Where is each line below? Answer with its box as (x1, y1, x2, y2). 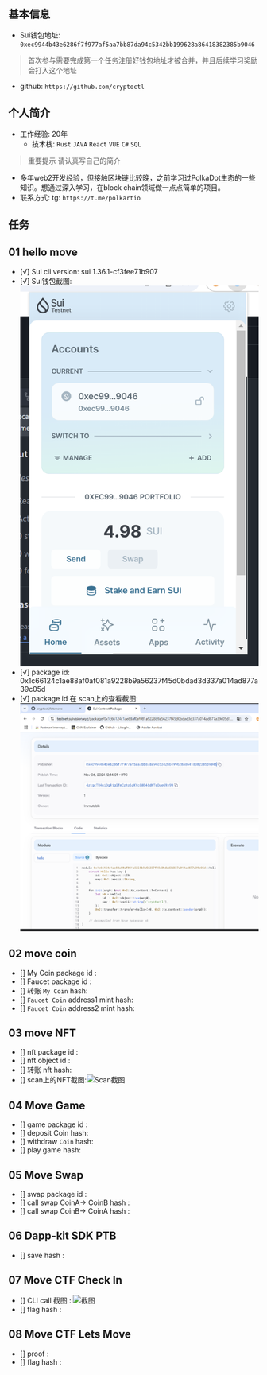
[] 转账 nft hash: (19, 1065, 72, 1075)
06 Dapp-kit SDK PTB (8, 1229, 117, 1243)
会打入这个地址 (27, 65, 77, 75)
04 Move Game (8, 1098, 86, 1112)
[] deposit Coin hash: (19, 1128, 89, 1138)
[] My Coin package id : (19, 968, 97, 977)
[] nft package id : (19, 1047, 79, 1057)
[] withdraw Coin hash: (19, 1136, 94, 1147)
